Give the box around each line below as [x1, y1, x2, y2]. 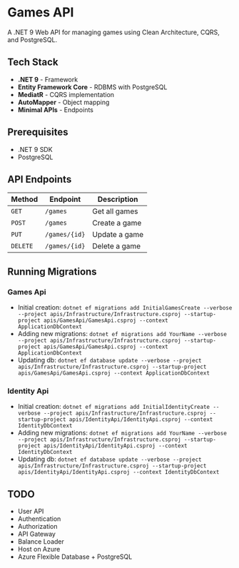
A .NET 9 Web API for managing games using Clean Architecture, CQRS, [7, 28, 220, 36]
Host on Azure [17, 545, 61, 554]
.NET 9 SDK [17, 145, 53, 153]
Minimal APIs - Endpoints [17, 105, 94, 114]
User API [17, 507, 44, 516]
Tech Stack [7, 56, 59, 69]
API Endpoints [7, 173, 72, 186]
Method [11, 194, 39, 204]
